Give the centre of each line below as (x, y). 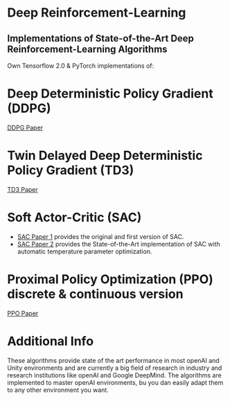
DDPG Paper (25, 127)
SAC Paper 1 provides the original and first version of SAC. (100, 236)
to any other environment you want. (58, 390)
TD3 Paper (23, 189)
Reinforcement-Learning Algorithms (87, 49)
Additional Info (51, 341)
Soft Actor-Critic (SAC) (74, 218)
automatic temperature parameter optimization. (85, 251)
